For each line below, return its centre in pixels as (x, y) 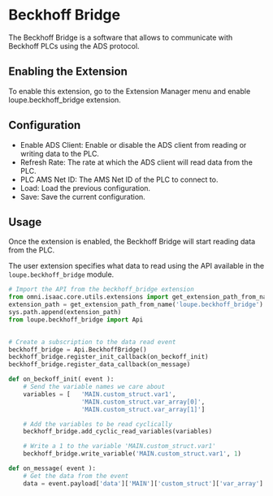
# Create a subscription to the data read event (92, 342)
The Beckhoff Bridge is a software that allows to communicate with (121, 37)
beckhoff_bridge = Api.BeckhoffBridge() (78, 349)
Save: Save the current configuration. (83, 196)
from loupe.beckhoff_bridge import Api (76, 319)
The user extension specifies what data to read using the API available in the (136, 266)
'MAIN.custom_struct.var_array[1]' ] (143, 409)
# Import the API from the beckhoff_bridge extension (102, 290)
